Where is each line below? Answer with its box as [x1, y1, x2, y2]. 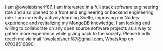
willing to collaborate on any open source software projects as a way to [5, 25, 152, 31]
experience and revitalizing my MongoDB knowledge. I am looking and [5, 20, 150, 26]
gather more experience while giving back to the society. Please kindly [5, 31, 151, 36]
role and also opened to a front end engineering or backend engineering [5, 9, 154, 15]
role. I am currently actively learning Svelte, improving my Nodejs [5, 15, 139, 20]
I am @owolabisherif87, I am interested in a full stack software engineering [5, 4, 159, 10]
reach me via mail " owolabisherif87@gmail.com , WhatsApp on [5, 36, 134, 42]
